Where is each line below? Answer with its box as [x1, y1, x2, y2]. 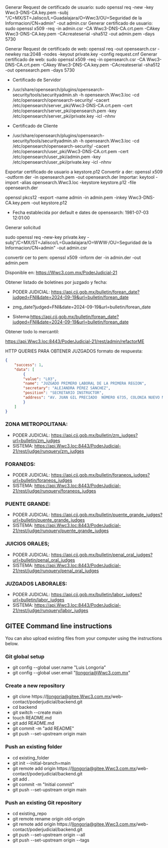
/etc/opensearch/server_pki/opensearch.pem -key [12, 108, 117, 114]
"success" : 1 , [14, 362, 43, 367]
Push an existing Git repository [5, 799, 82, 806]
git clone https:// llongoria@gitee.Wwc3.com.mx [12, 693, 111, 700]
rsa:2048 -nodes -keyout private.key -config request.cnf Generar [22, 51, 157, 57]
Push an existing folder [5, 743, 62, 750]
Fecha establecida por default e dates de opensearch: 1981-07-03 [12, 210, 149, 215]
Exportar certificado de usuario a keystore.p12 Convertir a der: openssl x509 [5, 169, 163, 175]
